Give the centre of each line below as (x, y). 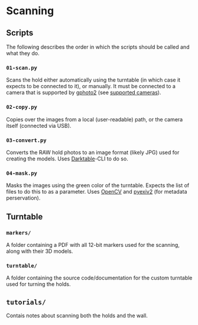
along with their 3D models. (40, 251)
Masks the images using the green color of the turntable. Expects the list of (98, 185)
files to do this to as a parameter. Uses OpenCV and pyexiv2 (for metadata (97, 192)
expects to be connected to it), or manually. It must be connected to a (91, 86)
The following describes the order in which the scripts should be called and (98, 47)
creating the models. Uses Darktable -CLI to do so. (67, 159)
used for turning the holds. (38, 284)
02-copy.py (22, 107)
